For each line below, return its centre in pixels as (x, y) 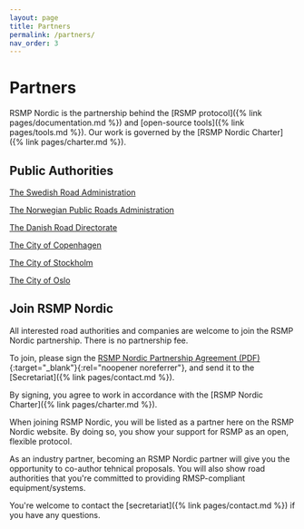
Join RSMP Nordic (61, 309)
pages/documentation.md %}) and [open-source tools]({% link (127, 122)
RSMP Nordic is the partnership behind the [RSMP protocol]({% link (136, 113)
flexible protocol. (41, 441)
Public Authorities (62, 170)
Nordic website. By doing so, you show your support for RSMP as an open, (149, 431)
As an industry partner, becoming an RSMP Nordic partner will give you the (150, 458)
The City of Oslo (40, 280)
